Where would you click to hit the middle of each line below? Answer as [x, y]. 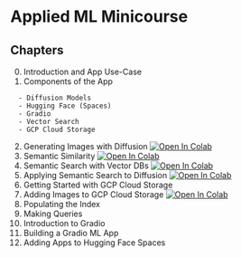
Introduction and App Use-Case [83, 71]
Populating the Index [61, 204]
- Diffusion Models [55, 98]
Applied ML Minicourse [99, 17]
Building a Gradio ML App [71, 233]
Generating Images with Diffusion [85, 146]
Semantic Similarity [59, 156]
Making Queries [53, 214]
